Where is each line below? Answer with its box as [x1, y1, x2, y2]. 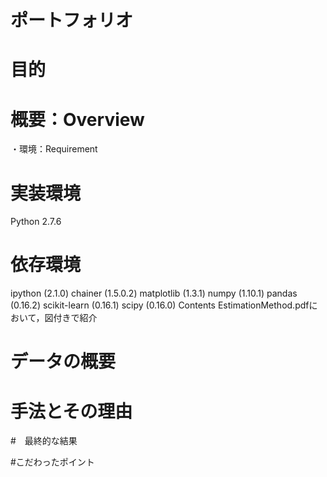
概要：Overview [10, 108, 145, 131]
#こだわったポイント [10, 456, 95, 468]
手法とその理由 [10, 400, 133, 423]
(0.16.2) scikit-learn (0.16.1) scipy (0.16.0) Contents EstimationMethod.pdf [10, 299, 310, 311]
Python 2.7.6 [10, 216, 62, 228]
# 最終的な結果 [10, 435, 78, 447]
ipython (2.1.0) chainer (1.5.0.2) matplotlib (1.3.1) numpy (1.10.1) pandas [10, 287, 298, 300]
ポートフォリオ [10, 9, 134, 32]
